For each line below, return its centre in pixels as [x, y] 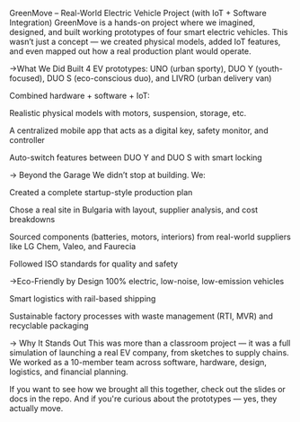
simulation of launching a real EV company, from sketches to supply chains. [149, 353]
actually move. [36, 408]
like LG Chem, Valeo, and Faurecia [73, 246]
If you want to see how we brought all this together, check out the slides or [147, 389]
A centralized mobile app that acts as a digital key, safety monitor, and [139, 130]
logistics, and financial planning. [69, 372]
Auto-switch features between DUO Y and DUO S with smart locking [136, 157]
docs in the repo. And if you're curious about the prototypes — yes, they [143, 399]
